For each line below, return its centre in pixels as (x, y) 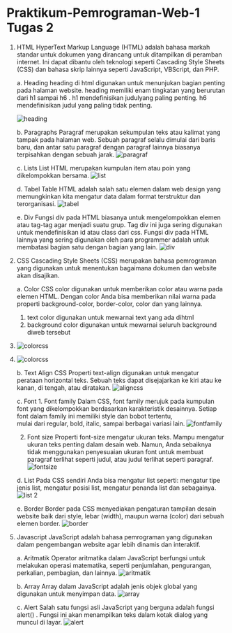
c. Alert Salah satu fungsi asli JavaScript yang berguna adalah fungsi (115, 607)
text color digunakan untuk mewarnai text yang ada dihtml (110, 317)
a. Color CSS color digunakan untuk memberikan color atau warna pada (120, 289)
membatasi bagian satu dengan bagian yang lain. (87, 247)
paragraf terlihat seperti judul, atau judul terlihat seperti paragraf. (120, 459)
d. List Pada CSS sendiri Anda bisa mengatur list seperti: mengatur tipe (118, 480)
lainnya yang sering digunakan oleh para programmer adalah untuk (113, 240)
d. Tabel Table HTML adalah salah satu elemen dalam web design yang (118, 189)
